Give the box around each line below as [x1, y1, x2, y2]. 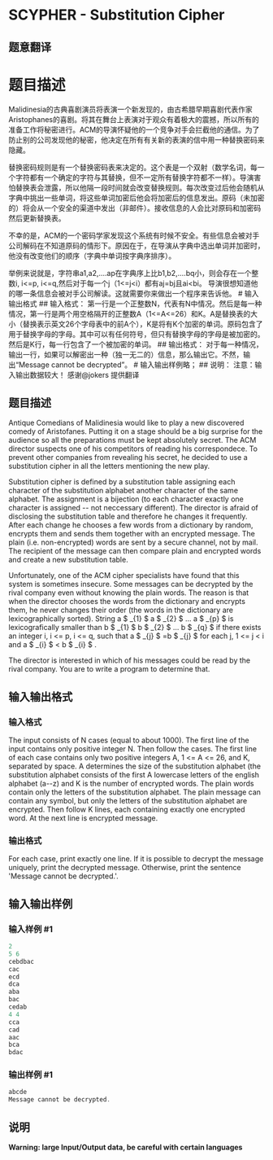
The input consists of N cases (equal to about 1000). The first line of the [8, 735, 249, 746]
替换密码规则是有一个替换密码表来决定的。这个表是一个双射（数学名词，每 [8, 162, 258, 172]
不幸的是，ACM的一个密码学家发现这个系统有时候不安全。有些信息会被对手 [8, 230, 260, 240]
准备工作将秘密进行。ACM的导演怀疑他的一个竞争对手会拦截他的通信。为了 [8, 125, 260, 134]
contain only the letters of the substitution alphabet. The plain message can [8, 787, 262, 797]
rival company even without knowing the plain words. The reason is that [8, 588, 249, 598]
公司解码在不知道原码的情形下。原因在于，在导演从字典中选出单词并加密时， [8, 240, 265, 250]
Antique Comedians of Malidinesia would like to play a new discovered [8, 418, 245, 428]
